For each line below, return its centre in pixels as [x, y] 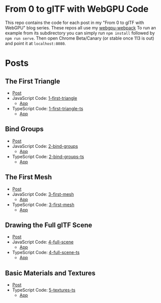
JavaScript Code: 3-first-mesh [43, 194]
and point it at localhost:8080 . [35, 43]
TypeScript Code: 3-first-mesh [43, 205]
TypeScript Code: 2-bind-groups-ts [48, 156]
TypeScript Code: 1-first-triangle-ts [47, 108]
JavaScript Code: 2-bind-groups [45, 146]
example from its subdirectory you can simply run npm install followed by [80, 33]
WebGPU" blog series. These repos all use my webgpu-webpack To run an [81, 27]
